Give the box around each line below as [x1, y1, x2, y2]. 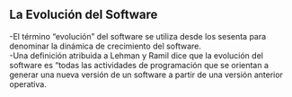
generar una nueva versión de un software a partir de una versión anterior [9, 69, 283, 80]
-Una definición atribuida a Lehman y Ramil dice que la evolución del [9, 49, 263, 61]
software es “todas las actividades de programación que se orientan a [9, 59, 270, 70]
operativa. [9, 78, 47, 89]
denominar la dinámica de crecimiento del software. [9, 40, 202, 51]
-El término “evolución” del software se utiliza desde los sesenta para [9, 31, 267, 41]
